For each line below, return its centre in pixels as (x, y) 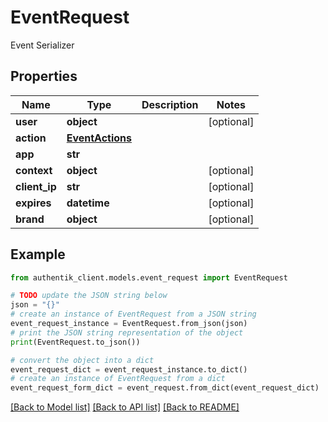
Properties (44, 76)
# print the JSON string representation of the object (127, 332)
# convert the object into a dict (82, 360)
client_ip (36, 186)
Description (170, 104)
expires (33, 203)
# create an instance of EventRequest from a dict (118, 379)
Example (38, 254)
